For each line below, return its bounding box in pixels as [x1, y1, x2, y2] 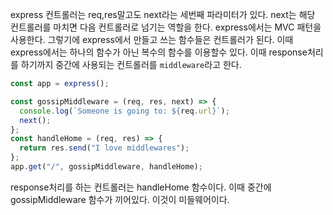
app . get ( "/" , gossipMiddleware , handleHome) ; [10, 162, 203, 172]
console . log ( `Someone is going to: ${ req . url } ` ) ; [19, 106, 230, 116]
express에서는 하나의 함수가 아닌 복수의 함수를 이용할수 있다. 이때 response [10, 46, 308, 58]
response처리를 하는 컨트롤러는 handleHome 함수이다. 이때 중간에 [10, 181, 272, 193]
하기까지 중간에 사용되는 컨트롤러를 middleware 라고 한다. [20, 59, 242, 70]
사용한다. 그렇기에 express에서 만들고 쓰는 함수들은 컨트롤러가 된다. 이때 [10, 34, 294, 45]
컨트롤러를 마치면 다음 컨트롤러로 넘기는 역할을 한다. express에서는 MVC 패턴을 [10, 21, 322, 33]
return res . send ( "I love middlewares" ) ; [19, 143, 190, 153]
